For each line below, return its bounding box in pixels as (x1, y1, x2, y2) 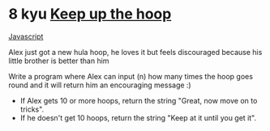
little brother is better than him (8, 56, 109, 65)
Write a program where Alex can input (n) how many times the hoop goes (8, 71, 254, 81)
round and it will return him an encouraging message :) (8, 80, 192, 90)
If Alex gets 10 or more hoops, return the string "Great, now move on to (19, 95, 258, 105)
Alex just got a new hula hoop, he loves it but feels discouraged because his (8, 47, 263, 57)
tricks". (19, 104, 45, 114)
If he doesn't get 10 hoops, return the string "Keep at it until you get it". (19, 112, 257, 122)
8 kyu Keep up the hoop (8, 5, 172, 23)
